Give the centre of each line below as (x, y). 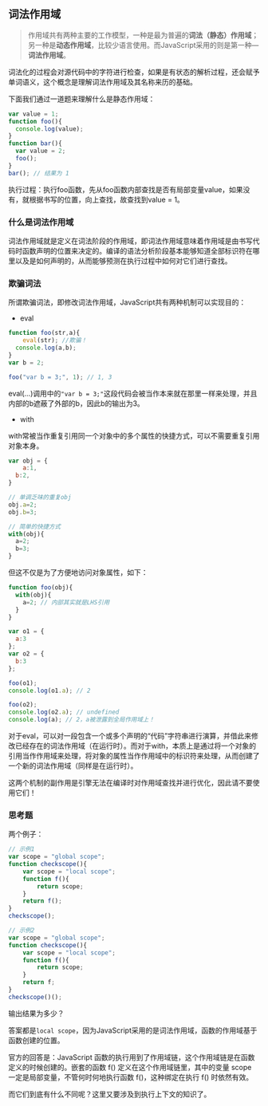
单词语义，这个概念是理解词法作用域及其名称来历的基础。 (102, 81)
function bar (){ (35, 144)
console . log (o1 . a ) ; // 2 (49, 691)
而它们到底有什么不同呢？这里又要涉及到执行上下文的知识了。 (110, 1094)
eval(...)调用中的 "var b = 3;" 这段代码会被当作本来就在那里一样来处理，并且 (133, 393)
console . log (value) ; (49, 129)
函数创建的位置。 (36, 1040)
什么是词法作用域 (41, 222)
